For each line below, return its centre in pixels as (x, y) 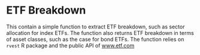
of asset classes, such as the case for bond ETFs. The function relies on (95, 39)
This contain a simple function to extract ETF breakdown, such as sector (96, 27)
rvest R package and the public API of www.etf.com (70, 46)
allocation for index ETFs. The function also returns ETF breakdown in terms (100, 33)
